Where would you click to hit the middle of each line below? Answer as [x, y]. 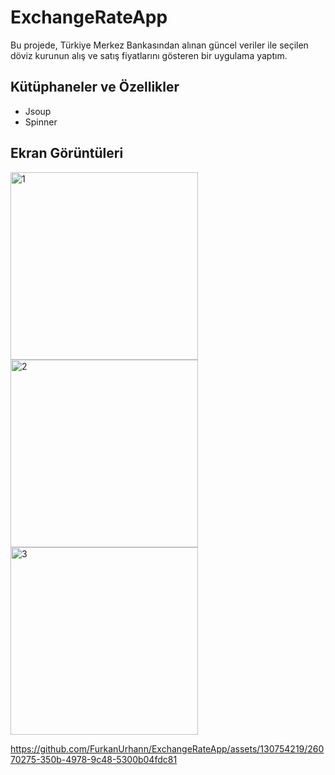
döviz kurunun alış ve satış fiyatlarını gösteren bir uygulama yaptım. [149, 55]
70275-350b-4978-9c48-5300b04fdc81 [94, 759]
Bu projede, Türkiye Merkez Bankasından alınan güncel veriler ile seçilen [159, 45]
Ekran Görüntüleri [67, 153]
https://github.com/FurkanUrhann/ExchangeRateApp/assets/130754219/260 [167, 748]
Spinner [41, 122]
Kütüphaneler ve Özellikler [95, 87]
